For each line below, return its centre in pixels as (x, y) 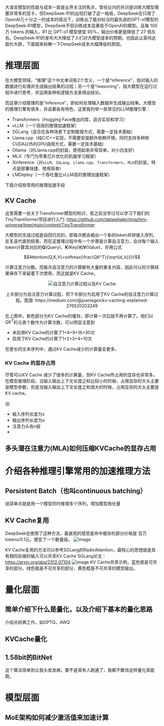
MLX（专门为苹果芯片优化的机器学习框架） (55, 156)
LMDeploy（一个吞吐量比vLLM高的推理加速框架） (62, 174)
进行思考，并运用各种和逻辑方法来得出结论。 (58, 92)
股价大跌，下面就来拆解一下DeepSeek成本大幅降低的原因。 (65, 44)
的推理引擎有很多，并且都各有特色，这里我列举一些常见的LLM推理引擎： (78, 109)
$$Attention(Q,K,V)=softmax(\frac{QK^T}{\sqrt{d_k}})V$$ (82, 257)
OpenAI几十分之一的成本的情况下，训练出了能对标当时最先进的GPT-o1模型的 (82, 19)
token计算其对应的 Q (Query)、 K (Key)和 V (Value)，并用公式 (63, 247)
